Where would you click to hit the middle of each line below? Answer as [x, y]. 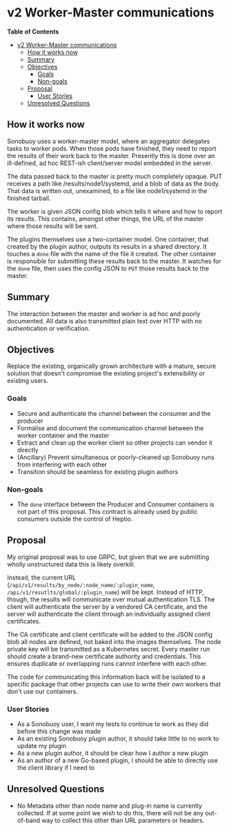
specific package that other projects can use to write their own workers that [114, 684]
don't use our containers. [43, 691]
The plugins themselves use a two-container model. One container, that [108, 239]
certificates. [24, 621]
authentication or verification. [49, 328]
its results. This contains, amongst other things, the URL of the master [106, 219]
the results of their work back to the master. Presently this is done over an [111, 156]
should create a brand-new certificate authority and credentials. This [104, 656]
